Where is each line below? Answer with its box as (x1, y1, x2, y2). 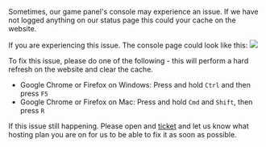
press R (19, 106, 45, 115)
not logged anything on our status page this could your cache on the (8, 15, 236, 25)
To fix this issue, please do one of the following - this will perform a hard (8, 56, 249, 65)
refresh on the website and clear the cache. (8, 64, 153, 74)
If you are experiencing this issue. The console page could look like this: (8, 40, 248, 50)
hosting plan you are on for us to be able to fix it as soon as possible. (8, 130, 237, 139)
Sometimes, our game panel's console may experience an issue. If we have (8, 7, 259, 16)
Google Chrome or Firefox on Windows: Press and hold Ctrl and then (19, 80, 251, 89)
